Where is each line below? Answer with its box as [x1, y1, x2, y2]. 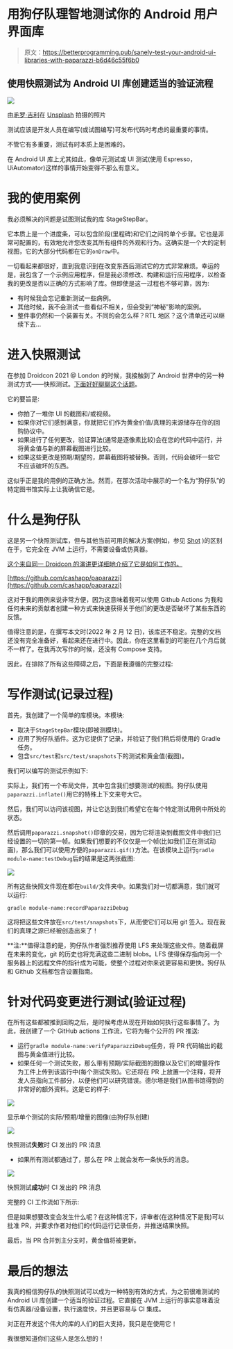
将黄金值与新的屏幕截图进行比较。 [17, 444, 115, 452]
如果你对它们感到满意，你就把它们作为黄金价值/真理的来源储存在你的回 [17, 418, 221, 426]
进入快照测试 [7, 347, 81, 362]
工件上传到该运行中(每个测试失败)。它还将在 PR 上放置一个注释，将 [23, 1068, 216, 1076]
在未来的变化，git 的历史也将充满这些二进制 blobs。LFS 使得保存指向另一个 [7, 949, 223, 958]
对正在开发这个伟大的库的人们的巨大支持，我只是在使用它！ [7, 1320, 178, 1328]
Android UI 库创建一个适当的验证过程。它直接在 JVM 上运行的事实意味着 [7, 1296, 214, 1305]
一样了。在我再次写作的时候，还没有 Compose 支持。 [12, 644, 166, 653]
